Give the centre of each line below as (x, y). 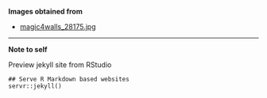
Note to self (28, 49)
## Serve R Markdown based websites (69, 79)
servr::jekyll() (35, 86)
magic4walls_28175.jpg (58, 26)
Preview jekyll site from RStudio (60, 65)
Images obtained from (46, 11)
